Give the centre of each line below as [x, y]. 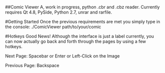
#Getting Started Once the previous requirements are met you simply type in [82, 22]
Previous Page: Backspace [32, 65]
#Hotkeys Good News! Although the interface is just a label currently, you [80, 36]
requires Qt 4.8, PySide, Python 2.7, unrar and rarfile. [59, 12]
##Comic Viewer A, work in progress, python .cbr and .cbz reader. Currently [82, 7]
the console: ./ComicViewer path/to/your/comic [53, 27]
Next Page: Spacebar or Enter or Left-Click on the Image [62, 56]
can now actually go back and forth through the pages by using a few [76, 41]
